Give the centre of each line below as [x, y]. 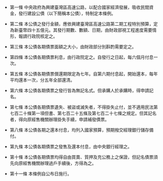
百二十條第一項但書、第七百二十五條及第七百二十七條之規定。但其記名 [85, 113]
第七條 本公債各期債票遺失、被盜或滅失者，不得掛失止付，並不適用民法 [81, 107]
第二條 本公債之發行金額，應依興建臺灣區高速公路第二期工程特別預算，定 [84, 24]
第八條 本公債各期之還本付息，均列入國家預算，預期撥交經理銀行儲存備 [81, 130]
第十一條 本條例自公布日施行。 [41, 174]
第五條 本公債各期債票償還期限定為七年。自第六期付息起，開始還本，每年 [84, 74]
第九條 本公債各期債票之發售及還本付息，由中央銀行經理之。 [71, 146]
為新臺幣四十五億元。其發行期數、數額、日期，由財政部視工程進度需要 [81, 30]
